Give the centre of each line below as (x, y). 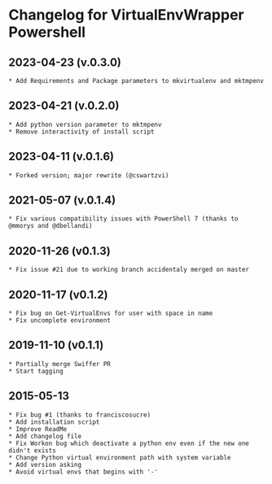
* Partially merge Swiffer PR (60, 364)
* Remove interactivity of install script (81, 132)
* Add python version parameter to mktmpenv (85, 124)
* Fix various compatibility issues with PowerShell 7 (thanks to (123, 219)
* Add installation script (54, 422)
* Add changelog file (45, 436)
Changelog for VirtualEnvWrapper (126, 15)
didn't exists (33, 450)
